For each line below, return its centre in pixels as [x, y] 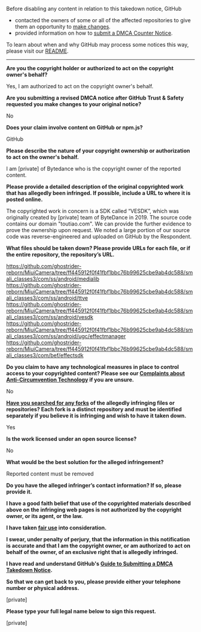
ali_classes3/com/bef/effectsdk [45, 355]
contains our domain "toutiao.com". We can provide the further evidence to [99, 224]
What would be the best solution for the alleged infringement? [85, 462]
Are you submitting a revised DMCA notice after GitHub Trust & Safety [95, 98]
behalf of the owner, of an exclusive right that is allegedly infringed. [92, 552]
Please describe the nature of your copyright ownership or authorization [98, 151]
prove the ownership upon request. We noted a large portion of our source [98, 230]
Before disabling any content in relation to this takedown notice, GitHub [94, 9]
